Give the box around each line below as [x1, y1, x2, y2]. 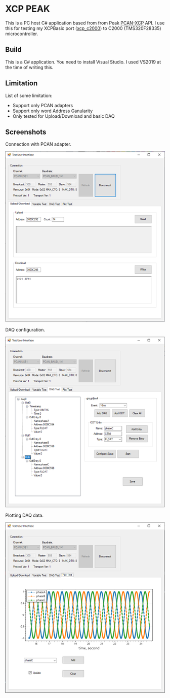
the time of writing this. [5, 64, 54, 70]
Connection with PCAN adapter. [5, 141, 72, 147]
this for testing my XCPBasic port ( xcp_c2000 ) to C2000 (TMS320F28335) [5, 25, 161, 31]
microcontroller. [5, 30, 38, 37]
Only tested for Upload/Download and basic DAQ [12, 113, 115, 119]
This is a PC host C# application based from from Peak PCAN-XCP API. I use [5, 20, 165, 26]
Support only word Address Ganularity [12, 108, 93, 114]
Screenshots [5, 127, 47, 136]
